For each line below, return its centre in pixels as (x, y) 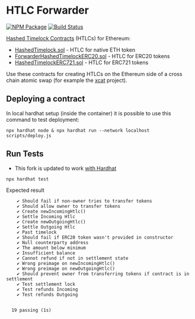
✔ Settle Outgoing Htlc (46, 227)
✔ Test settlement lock (46, 284)
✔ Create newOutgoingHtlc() (51, 222)
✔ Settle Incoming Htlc (46, 217)
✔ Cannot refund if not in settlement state (73, 258)
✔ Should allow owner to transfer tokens (68, 206)
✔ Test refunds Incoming (47, 289)
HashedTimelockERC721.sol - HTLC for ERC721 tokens (81, 62)
